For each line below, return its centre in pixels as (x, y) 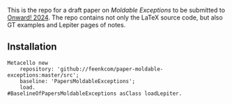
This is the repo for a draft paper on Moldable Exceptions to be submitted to (116, 10)
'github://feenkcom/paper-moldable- (110, 69)
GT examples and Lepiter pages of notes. (67, 25)
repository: (37, 69)
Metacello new (28, 63)
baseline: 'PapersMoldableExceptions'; (78, 81)
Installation (32, 47)
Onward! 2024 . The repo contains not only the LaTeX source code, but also (115, 17)
